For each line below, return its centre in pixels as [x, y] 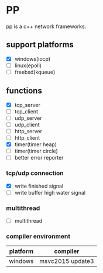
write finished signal [39, 186]
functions [24, 91]
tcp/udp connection [35, 173]
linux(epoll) [28, 65]
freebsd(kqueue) [35, 72]
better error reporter [39, 158]
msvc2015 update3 [67, 261]
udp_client [27, 125]
